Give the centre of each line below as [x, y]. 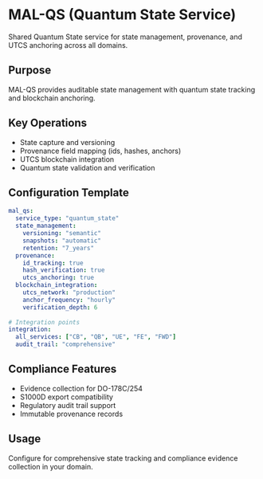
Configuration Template [69, 192]
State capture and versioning [67, 142]
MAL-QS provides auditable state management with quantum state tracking [132, 89]
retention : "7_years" [58, 248]
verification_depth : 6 [60, 307]
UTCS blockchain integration [67, 159]
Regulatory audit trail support [68, 405]
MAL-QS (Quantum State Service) [122, 15]
